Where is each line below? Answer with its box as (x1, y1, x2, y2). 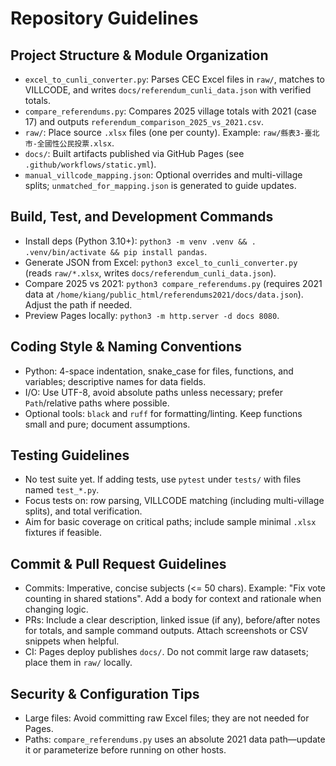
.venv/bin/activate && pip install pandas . (24, 245, 208, 257)
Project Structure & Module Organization (10, 47, 269, 64)
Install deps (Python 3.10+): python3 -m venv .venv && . (24, 235, 257, 247)
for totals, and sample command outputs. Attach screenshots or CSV (24, 625, 308, 637)
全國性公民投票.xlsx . (36, 137, 115, 149)
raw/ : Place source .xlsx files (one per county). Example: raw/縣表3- (24, 127, 305, 138)
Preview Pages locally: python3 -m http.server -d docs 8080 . (24, 309, 280, 321)
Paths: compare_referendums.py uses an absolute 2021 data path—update (24, 733, 326, 746)
